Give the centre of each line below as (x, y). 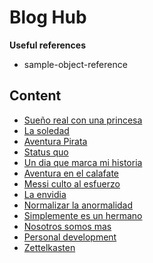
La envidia (45, 194)
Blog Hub (48, 17)
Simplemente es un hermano (83, 215)
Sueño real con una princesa (83, 120)
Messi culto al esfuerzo (72, 183)
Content (35, 96)
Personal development (70, 237)
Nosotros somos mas (67, 226)
